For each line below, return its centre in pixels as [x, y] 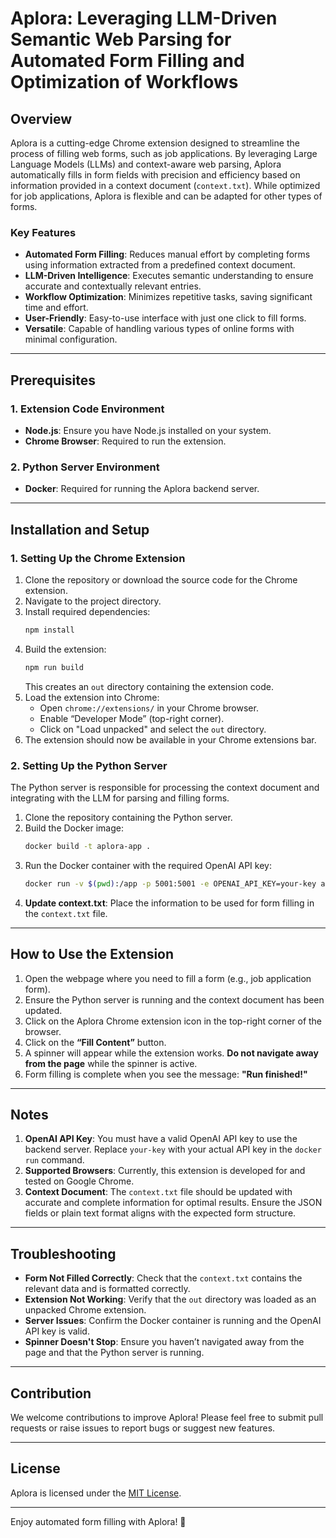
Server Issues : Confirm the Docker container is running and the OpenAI [173, 1321]
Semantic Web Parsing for [121, 39]
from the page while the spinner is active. [111, 1063]
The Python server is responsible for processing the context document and [165, 788]
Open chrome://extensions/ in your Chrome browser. [149, 708]
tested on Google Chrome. [79, 1181]
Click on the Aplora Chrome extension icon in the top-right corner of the [173, 1021]
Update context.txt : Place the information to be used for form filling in [169, 903]
